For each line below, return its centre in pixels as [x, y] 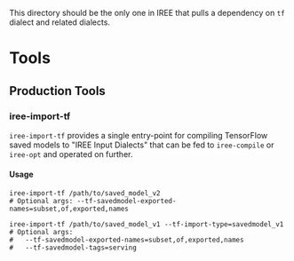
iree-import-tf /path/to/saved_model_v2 [85, 194]
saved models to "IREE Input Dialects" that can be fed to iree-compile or [142, 145]
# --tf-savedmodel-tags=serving [73, 248]
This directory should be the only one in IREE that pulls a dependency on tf [147, 13]
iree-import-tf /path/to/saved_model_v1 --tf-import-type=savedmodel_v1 [147, 225]
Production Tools [58, 91]
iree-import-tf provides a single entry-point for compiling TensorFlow [139, 135]
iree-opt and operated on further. [71, 154]
